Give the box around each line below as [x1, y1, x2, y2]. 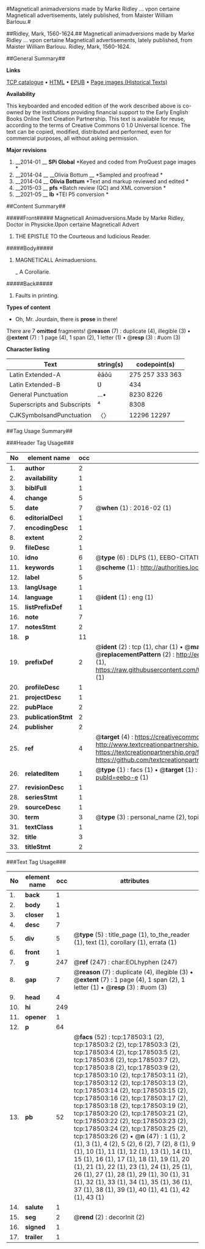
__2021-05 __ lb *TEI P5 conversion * [15, 191, 109, 198]
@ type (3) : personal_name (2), [95, 813, 187, 821]
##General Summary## [6, 55, 65, 62]
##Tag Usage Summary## [6, 428, 73, 434]
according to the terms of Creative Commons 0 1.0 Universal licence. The [6, 122, 191, 129]
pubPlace [25, 703, 54, 711]
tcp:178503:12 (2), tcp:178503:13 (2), [74, 1079, 188, 1087]
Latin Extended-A [9, 371, 61, 379]
